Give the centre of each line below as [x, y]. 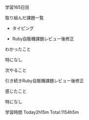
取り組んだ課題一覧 [24, 18]
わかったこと [18, 49]
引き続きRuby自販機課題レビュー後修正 [44, 81]
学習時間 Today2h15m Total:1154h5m [42, 112]
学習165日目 [17, 7]
